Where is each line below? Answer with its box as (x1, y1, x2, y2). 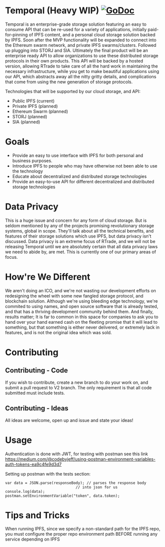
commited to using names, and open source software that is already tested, (5, 303, 159, 309)
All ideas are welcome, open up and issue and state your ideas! (5, 417, 133, 423)
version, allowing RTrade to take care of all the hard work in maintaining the (5, 63, 159, 69)
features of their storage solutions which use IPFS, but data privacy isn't (5, 233, 152, 239)
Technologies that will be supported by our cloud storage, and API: (5, 88, 141, 94)
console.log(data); (5, 489, 45, 494)
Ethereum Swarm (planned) (12, 108, 68, 114)
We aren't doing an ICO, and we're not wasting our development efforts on (5, 287, 156, 293)
